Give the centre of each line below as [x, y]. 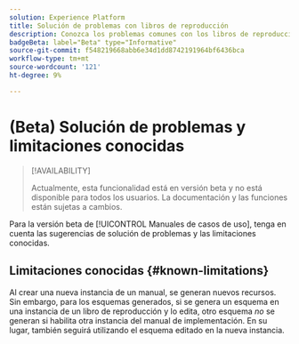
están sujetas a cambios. [77, 206]
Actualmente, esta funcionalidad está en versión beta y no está [146, 188]
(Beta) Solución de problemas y [128, 127]
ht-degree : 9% [36, 76]
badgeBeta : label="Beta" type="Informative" [93, 42]
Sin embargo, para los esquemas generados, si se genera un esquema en [144, 301]
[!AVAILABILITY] [61, 171]
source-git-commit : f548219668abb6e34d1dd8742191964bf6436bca [127, 51]
